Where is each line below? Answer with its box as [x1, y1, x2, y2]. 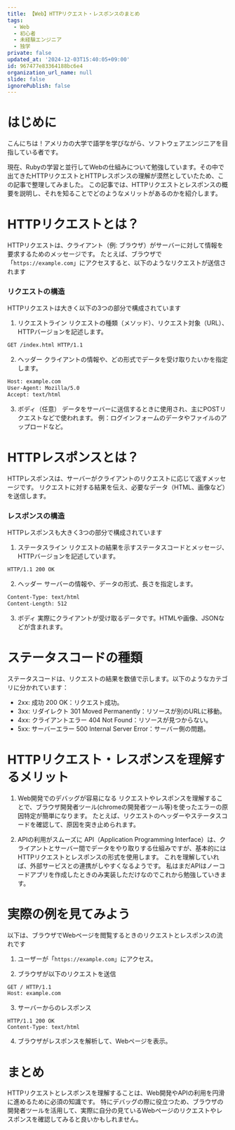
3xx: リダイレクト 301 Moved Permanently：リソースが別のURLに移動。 [17, 707, 226, 715]
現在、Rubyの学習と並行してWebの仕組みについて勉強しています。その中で [7, 163, 224, 171]
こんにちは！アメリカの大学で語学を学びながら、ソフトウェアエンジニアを [7, 139, 222, 148]
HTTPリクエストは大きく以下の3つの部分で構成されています [7, 304, 181, 313]
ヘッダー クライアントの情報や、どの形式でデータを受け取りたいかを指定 [17, 356, 228, 364]
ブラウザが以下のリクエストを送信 [17, 969, 116, 978]
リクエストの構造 [7, 287, 65, 297]
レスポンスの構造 [7, 511, 65, 521]
